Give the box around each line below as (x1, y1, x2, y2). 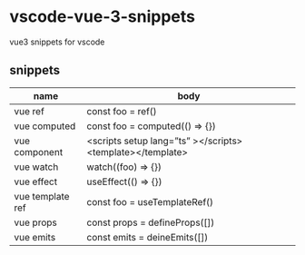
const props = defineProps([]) (86, 216, 215, 229)
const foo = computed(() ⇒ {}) (86, 120, 216, 132)
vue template (14, 190, 70, 202)
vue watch (14, 161, 59, 173)
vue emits (14, 230, 56, 243)
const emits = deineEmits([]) (86, 230, 209, 243)
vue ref (14, 104, 45, 117)
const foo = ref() (86, 104, 157, 117)
